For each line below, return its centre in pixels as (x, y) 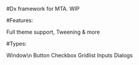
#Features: (20, 20)
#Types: (17, 44)
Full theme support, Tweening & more (53, 32)
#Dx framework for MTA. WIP (43, 9)
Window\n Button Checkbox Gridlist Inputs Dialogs (69, 55)
